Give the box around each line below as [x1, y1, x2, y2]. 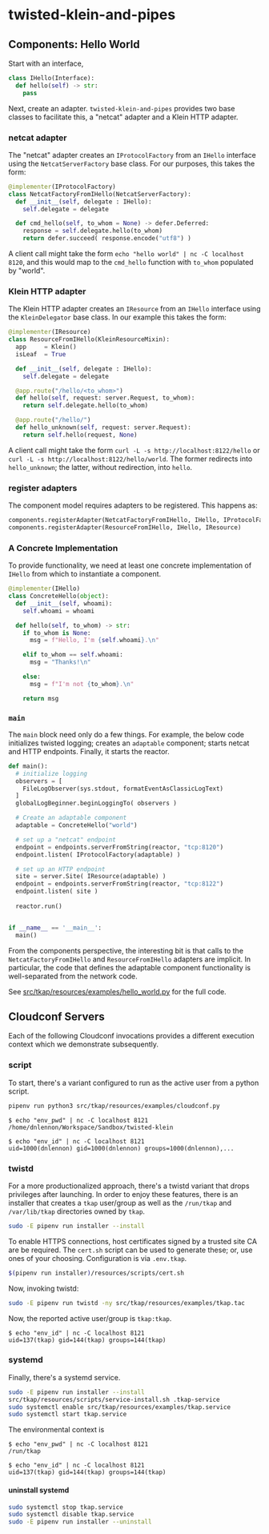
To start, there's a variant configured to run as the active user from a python [8, 1078, 259, 1087]
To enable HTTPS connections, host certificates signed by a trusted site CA [8, 1236, 258, 1246]
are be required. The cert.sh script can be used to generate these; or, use [8, 1245, 253, 1255]
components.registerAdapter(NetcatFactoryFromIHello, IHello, [8, 516, 220, 524]
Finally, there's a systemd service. [8, 1372, 121, 1382]
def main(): [8, 762, 48, 770]
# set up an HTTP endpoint [15, 865, 106, 873]
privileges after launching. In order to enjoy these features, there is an [8, 1189, 239, 1199]
